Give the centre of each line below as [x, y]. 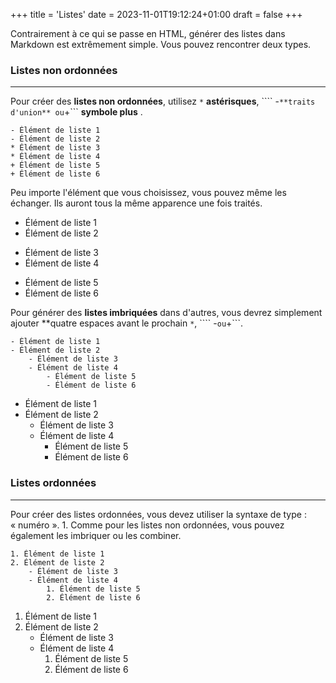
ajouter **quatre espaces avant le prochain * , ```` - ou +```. [126, 323]
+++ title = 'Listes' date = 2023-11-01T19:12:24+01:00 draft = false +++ [156, 14]
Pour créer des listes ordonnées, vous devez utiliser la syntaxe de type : [158, 514]
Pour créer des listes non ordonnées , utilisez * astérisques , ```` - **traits [163, 101]
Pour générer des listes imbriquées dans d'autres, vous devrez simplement [166, 313]
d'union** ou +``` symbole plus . [76, 112]
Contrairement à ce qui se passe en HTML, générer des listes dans [148, 33]
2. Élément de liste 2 [57, 562]
